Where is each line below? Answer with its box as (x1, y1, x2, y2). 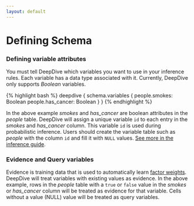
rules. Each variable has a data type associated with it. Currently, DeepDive (6, 75, 188, 82)
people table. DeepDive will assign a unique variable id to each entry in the (6, 116, 188, 123)
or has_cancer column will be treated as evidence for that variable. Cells (6, 187, 182, 194)
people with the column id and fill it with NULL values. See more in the (6, 134, 174, 141)
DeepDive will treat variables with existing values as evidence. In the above (6, 175, 188, 182)
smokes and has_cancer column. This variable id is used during (6, 122, 162, 129)
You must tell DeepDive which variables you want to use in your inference (6, 68, 185, 75)
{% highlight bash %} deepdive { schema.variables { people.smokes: (6, 92, 173, 99)
